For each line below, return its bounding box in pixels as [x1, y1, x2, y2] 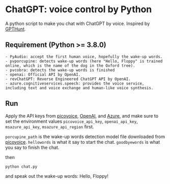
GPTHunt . [5, 25, 26, 32]
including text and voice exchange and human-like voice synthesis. [5, 85, 154, 90]
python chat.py [5, 164, 38, 169]
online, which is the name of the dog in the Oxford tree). [5, 63, 136, 68]
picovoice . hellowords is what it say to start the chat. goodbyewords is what [5, 139, 160, 145]
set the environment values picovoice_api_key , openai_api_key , [5, 118, 138, 124]
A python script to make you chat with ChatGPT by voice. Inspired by [5, 20, 150, 27]
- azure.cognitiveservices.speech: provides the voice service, [5, 81, 145, 86]
